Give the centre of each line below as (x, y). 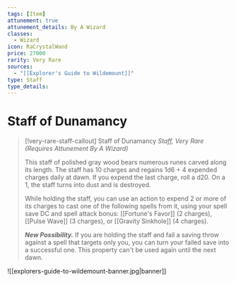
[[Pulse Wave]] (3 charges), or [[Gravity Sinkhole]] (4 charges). (116, 221)
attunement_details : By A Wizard (57, 27)
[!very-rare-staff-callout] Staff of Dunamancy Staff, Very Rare (114, 141)
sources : (20, 67)
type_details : (28, 86)
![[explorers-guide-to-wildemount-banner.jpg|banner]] (87, 271)
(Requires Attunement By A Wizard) (76, 149)
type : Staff (25, 80)
